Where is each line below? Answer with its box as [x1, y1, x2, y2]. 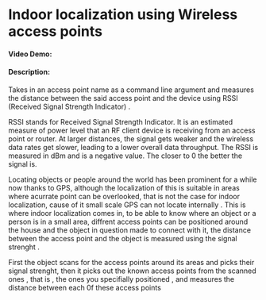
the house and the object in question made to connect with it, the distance [8, 225, 252, 235]
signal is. [8, 159, 37, 168]
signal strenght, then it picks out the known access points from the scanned [8, 266, 256, 275]
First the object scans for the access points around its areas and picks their [8, 257, 255, 267]
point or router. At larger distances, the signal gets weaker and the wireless [8, 133, 254, 144]
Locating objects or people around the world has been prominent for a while [8, 175, 257, 184]
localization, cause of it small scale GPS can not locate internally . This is [8, 200, 246, 210]
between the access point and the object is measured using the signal [8, 233, 237, 243]
